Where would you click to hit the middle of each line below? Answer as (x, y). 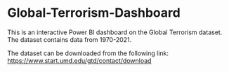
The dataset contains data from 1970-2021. (70, 39)
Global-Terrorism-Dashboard (94, 13)
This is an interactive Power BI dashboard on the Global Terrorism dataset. (115, 32)
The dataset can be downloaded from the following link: (88, 53)
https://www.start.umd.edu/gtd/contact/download (79, 60)
